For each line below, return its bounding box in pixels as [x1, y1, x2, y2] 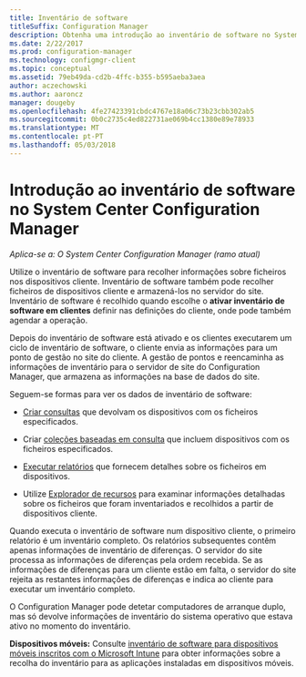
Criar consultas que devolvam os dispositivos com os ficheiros [22, 406, 259, 417]
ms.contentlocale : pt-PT [9, 132, 104, 141]
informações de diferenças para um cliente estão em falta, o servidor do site [9, 564, 297, 575]
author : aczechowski [9, 81, 88, 90]
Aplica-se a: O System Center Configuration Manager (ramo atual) [9, 248, 261, 260]
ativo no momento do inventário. [9, 621, 131, 631]
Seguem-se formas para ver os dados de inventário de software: [9, 388, 252, 399]
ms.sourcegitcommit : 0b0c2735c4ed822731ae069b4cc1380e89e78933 [9, 115, 255, 124]
